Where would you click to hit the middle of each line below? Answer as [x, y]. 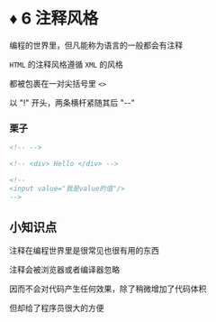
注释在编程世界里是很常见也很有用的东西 [84, 251]
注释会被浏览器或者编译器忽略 [64, 270]
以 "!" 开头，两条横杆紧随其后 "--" [72, 102]
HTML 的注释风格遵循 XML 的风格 [66, 64]
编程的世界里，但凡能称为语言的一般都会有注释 [96, 45]
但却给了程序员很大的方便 [57, 308]
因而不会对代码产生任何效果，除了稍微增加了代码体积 [108, 289]
